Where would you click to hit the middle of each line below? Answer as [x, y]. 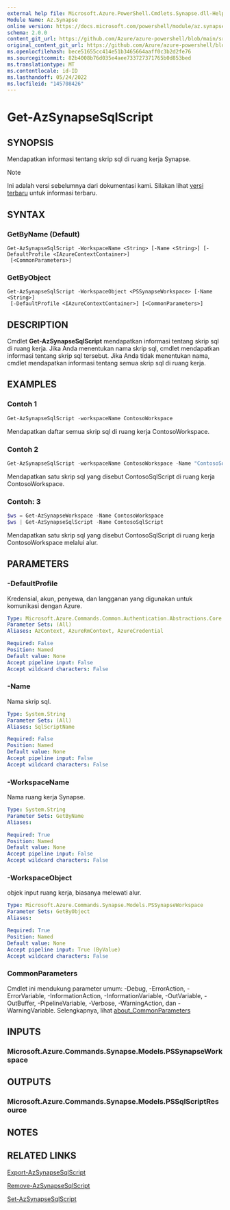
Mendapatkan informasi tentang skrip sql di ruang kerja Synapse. [99, 159]
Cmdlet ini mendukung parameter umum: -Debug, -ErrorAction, [97, 989]
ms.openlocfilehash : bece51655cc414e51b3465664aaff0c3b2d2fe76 [99, 52]
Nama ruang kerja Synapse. [46, 797]
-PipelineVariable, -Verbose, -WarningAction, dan [107, 1003]
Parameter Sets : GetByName [46, 816]
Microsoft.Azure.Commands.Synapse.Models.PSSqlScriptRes [113, 1102]
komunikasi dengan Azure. [44, 606]
